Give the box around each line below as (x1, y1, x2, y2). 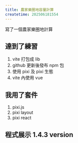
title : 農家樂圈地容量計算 (5, 7, 54, 12)
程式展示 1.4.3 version (5, 130, 74, 139)
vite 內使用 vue (12, 75, 43, 81)
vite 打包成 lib (12, 56, 40, 62)
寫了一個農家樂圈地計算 (5, 26, 53, 32)
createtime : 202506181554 (5, 12, 58, 17)
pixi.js (12, 104, 25, 110)
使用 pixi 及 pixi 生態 (12, 69, 53, 74)
